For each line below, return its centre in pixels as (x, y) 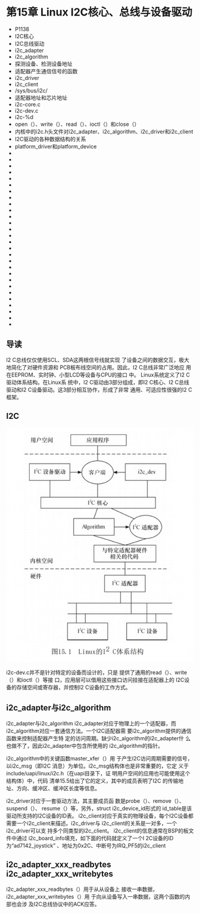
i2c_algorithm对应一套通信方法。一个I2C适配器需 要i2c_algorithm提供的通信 (99, 731)
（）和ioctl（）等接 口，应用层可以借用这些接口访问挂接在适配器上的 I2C (95, 680)
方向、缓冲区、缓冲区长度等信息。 (58, 788)
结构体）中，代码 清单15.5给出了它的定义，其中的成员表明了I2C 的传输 (92, 781)
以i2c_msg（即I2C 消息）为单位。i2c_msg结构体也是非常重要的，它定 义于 (98, 766)
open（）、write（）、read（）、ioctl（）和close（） (77, 124)
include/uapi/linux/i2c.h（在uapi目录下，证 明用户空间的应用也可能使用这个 (98, 773)
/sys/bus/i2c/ (31, 91)
